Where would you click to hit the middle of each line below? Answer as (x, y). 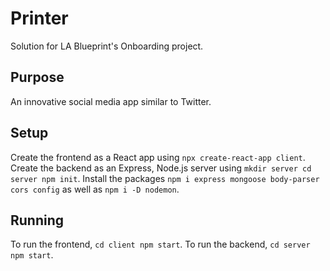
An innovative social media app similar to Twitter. (111, 101)
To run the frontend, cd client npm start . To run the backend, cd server (160, 244)
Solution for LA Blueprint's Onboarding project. (107, 46)
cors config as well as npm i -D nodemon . (95, 189)
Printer (39, 18)
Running (37, 220)
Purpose (37, 77)
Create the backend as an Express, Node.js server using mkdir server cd (161, 168)
